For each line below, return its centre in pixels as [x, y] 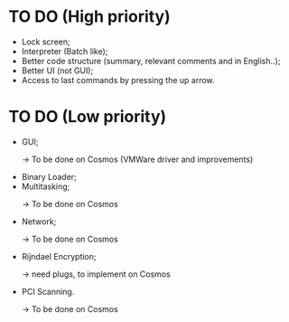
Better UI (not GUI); [57, 71]
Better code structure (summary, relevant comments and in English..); [151, 61]
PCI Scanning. [48, 291]
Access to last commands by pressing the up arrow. [118, 80]
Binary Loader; [49, 176]
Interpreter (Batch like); [65, 51]
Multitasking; [46, 186]
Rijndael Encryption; [59, 256]
